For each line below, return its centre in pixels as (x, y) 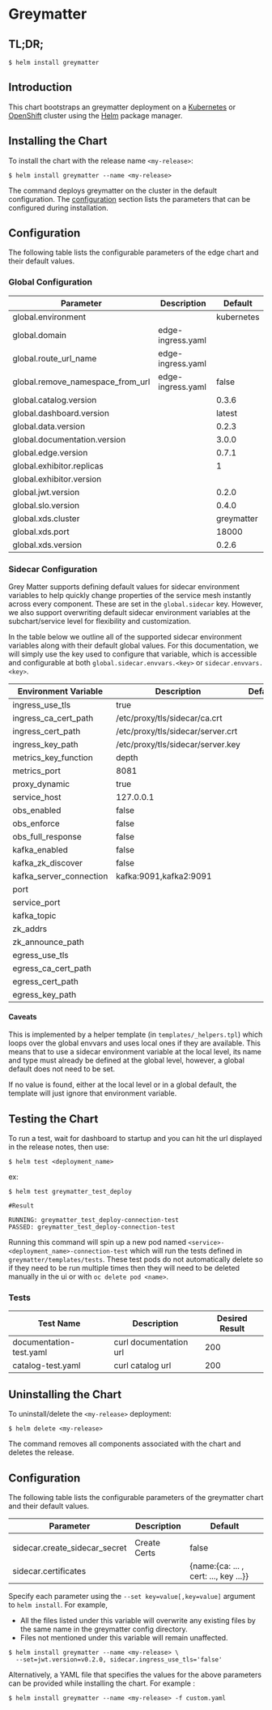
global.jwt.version (46, 492)
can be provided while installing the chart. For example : (102, 1683)
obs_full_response (47, 837)
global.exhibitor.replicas (58, 465)
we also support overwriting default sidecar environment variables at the (130, 613)
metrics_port (36, 771)
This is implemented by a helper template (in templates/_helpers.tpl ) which (136, 1035)
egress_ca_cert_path (52, 968)
